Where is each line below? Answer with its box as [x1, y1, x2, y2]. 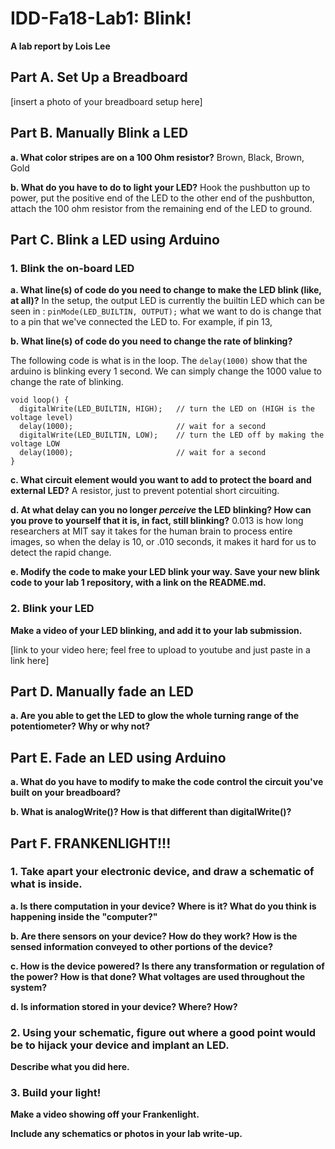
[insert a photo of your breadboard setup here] [10, 95, 203, 107]
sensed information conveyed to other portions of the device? [10, 940, 274, 952]
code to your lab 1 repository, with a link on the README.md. [10, 577, 267, 589]
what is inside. [10, 877, 83, 891]
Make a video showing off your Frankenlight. [10, 1108, 200, 1121]
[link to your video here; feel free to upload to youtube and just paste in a [10, 643, 311, 656]
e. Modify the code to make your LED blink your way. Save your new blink [10, 566, 320, 578]
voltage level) [10, 413, 74, 423]
